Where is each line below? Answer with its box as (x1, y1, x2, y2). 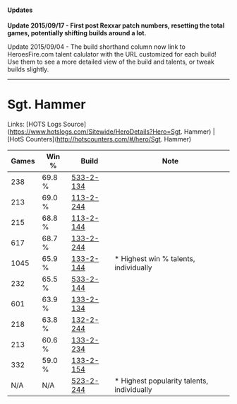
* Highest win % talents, (114, 254, 195, 264)
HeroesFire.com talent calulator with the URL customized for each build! (7, 50, 217, 59)
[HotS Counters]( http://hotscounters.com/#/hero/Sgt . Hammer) (7, 135, 192, 144)
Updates (7, 6, 33, 14)
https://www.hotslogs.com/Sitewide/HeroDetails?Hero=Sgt (9, 127, 181, 136)
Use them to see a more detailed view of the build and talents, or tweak (7, 57, 215, 67)
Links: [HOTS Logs (7, 120, 62, 129)
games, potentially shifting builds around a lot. (7, 29, 147, 37)
